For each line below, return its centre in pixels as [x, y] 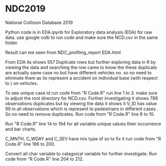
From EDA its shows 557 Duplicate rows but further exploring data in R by [81, 62]
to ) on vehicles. [22, 83]
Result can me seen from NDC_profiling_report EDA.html [63, 52]
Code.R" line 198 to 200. [30, 144]
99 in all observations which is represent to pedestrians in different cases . [82, 109]
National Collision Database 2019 [39, 22]
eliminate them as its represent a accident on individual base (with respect [82, 78]
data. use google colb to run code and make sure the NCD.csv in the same [82, 37]
